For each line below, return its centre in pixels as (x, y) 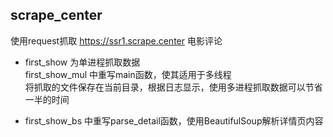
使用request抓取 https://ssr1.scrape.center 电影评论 (116, 40)
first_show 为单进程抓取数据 (82, 62)
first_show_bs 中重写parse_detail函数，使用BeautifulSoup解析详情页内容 (174, 120)
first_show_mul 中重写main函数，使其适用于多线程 (128, 74)
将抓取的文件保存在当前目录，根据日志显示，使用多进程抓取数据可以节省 (173, 87)
